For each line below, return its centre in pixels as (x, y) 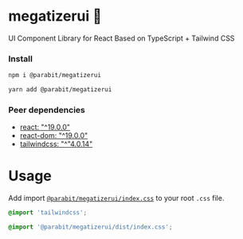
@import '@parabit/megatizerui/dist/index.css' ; (90, 227)
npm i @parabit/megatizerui (55, 75)
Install (21, 59)
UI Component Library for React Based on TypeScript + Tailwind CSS (121, 38)
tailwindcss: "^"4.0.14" (56, 144)
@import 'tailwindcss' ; (48, 213)
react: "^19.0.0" (45, 127)
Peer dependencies (47, 110)
